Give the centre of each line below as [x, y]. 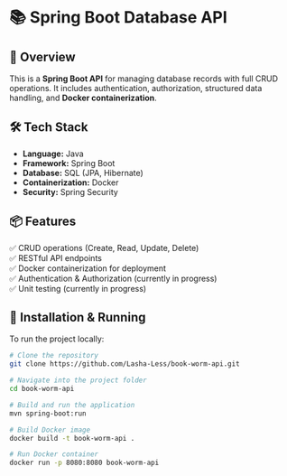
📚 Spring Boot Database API [118, 18]
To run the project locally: [57, 339]
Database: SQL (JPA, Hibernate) [83, 173]
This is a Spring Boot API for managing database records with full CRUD [143, 79]
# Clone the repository [54, 356]
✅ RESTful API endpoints [56, 257]
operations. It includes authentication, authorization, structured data [136, 88]
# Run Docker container [54, 454]
